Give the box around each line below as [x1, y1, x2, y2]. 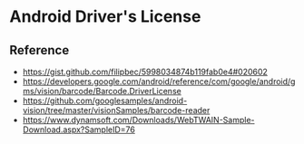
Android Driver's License [9, 6, 201, 27]
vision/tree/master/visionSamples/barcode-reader [22, 105, 211, 115]
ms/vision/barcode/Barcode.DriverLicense [22, 86, 181, 96]
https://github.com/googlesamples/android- [22, 95, 188, 106]
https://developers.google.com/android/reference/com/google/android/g [22, 76, 296, 87]
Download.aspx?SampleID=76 [22, 124, 136, 135]
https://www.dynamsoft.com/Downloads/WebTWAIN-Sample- [22, 115, 256, 125]
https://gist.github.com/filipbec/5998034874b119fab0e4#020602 [22, 66, 268, 77]
